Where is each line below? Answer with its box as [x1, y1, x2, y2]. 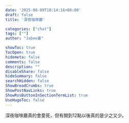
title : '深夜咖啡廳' [5, 17, 45, 22]
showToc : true [5, 45, 36, 50]
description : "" [5, 64, 40, 69]
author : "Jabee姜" [5, 36, 44, 41]
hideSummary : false [5, 74, 47, 79]
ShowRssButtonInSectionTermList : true [5, 93, 88, 98]
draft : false [5, 12, 33, 17]
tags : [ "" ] [5, 31, 29, 36]
